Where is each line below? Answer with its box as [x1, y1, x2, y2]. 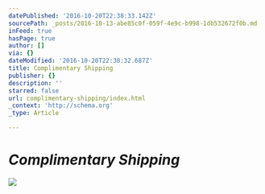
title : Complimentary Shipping [8, 64, 114, 72]
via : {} [8, 49, 35, 57]
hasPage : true [8, 34, 56, 43]
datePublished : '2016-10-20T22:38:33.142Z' [8, 11, 157, 20]
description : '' [8, 79, 63, 87]
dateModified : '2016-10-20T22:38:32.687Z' [8, 57, 153, 65]
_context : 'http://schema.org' [8, 101, 114, 109]
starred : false [8, 86, 60, 95]
